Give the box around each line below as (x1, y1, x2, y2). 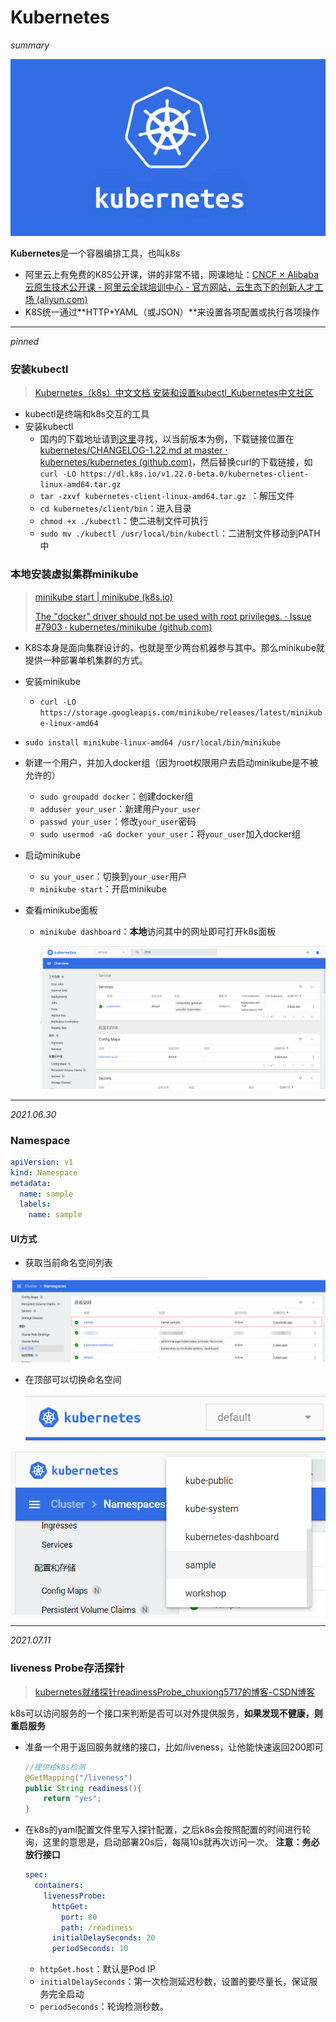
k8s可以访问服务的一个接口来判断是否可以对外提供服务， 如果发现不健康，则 (10, 1707, 323, 1719)
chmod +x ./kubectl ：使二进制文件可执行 (39, 515, 209, 527)
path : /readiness (61, 1922, 133, 1933)
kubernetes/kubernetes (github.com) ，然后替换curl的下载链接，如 (39, 456, 313, 468)
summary (10, 39, 50, 51)
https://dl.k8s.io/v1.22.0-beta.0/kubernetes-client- (80, 469, 310, 480)
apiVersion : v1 (10, 1157, 74, 1167)
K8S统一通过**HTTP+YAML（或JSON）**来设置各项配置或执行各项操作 (24, 306, 320, 318)
